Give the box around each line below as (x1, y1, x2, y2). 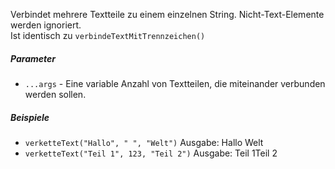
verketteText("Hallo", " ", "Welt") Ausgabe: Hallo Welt (24, 136, 264, 148)
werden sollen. (24, 88, 87, 100)
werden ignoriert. (10, 19, 82, 31)
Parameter (10, 52, 56, 64)
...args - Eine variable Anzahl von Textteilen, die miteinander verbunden (24, 77, 326, 89)
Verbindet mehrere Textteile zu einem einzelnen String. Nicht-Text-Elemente (10, 9, 325, 20)
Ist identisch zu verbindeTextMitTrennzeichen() (10, 30, 206, 41)
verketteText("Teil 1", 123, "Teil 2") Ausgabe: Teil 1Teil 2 (24, 147, 278, 159)
